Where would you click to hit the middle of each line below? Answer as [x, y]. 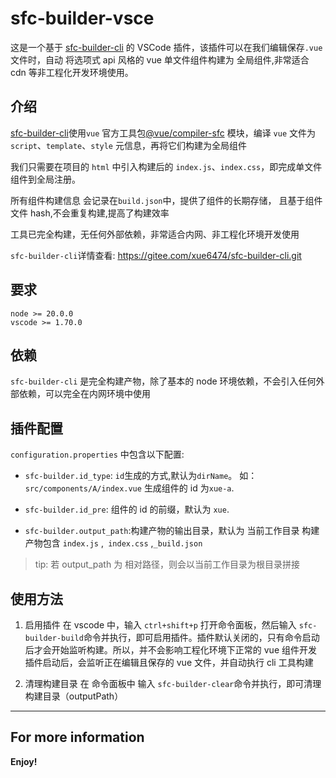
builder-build [54, 638]
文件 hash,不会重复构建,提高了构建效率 [90, 213]
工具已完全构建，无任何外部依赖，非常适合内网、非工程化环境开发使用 [155, 234]
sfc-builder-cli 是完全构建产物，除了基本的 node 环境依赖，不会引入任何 [163, 381]
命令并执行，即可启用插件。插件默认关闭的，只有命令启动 [201, 637]
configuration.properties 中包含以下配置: [97, 454]
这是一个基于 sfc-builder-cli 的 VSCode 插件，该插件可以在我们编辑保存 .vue [166, 47]
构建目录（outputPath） [74, 696]
